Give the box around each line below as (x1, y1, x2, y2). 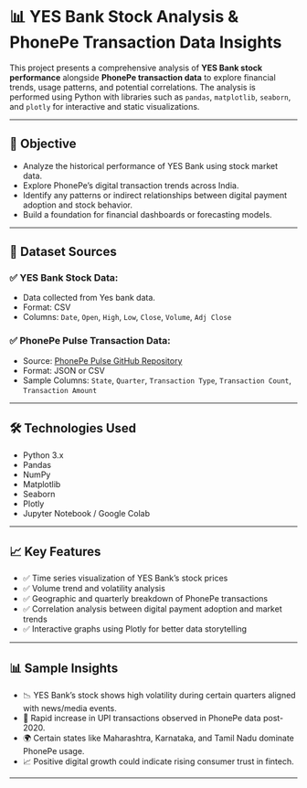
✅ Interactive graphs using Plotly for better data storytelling (22, 623, 248, 634)
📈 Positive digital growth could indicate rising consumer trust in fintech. (22, 756, 294, 767)
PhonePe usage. (22, 746, 85, 757)
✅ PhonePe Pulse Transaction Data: (9, 335, 171, 347)
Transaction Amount (22, 386, 98, 395)
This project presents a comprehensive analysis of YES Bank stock (9, 62, 263, 73)
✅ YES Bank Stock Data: (9, 272, 119, 284)
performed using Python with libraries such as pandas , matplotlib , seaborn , (9, 91, 291, 102)
